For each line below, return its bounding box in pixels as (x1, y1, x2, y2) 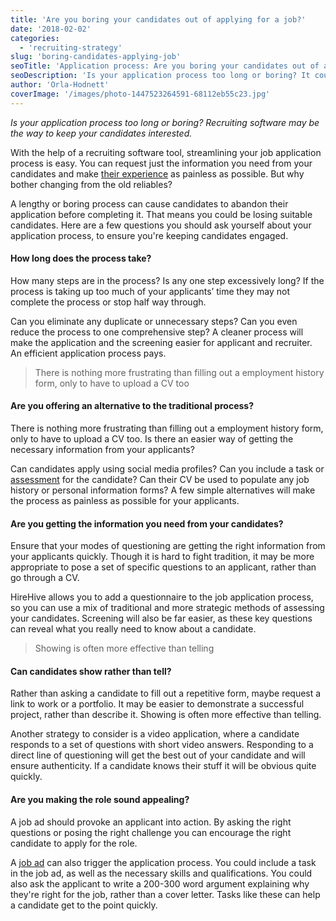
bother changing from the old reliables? (10, 178, 173, 190)
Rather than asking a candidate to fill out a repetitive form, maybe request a (10, 687, 322, 700)
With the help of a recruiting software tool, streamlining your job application (10, 146, 322, 158)
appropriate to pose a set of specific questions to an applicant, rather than (10, 561, 317, 573)
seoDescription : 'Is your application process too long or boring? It (10, 71, 311, 81)
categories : (10, 33, 60, 43)
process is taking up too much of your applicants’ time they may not (10, 285, 291, 297)
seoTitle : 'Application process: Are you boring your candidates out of (10, 61, 320, 71)
